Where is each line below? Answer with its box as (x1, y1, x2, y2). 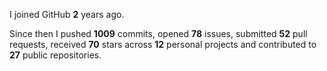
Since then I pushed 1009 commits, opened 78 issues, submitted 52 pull (9, 28, 308, 39)
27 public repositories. (9, 49, 102, 61)
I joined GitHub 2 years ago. (9, 9, 125, 20)
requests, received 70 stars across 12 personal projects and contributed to (9, 39, 317, 50)
